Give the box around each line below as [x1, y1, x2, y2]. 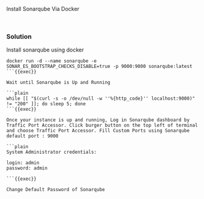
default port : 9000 [6, 133, 59, 140]
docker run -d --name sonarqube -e [6, 58, 97, 64]
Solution [6, 32, 32, 40]
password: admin [6, 165, 48, 171]
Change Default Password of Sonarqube [6, 187, 105, 193]
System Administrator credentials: [6, 149, 97, 156]
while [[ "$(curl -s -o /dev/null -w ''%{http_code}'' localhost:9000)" [6, 96, 195, 102]
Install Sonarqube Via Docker [6, 6, 79, 12]
